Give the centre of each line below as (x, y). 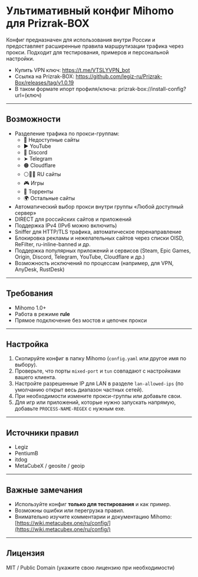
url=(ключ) (28, 95)
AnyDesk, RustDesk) (39, 269)
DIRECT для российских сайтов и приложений (73, 219)
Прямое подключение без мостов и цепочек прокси (81, 320)
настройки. (20, 58)
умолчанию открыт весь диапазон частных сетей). (79, 390)
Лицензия (25, 553)
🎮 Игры (34, 183)
